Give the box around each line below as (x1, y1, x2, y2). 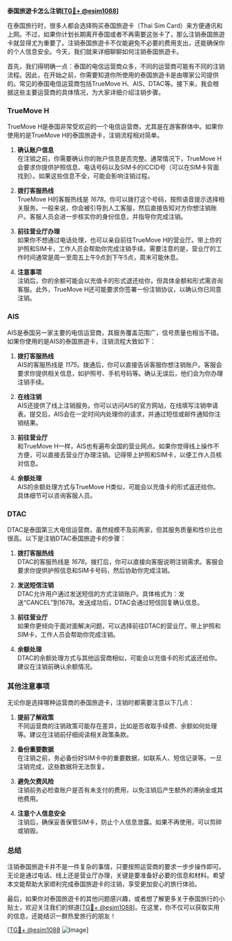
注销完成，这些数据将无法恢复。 (17, 762, 108, 771)
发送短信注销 (17, 581, 54, 589)
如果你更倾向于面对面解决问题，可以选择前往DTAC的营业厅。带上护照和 (17, 622, 221, 630)
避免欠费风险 (17, 777, 54, 786)
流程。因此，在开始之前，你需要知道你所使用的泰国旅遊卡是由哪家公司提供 (7, 71, 219, 79)
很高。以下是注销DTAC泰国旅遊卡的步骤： (7, 534, 126, 543)
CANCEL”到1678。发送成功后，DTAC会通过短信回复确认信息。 (26, 598, 204, 606)
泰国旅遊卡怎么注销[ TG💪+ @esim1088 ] (7, 7, 119, 15)
